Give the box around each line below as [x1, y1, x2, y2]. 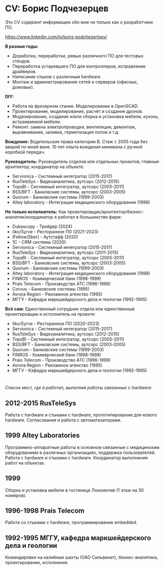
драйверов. [12, 68, 37, 74]
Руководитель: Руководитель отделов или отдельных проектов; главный [5, 158, 159, 164]
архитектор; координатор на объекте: [5, 164, 85, 170]
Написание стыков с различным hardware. [12, 74, 102, 79]
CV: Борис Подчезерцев [5, 3, 109, 14]
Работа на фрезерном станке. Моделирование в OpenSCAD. [12, 103, 139, 109]
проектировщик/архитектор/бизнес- [67, 209, 144, 215]
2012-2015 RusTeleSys [5, 399, 76, 407]
